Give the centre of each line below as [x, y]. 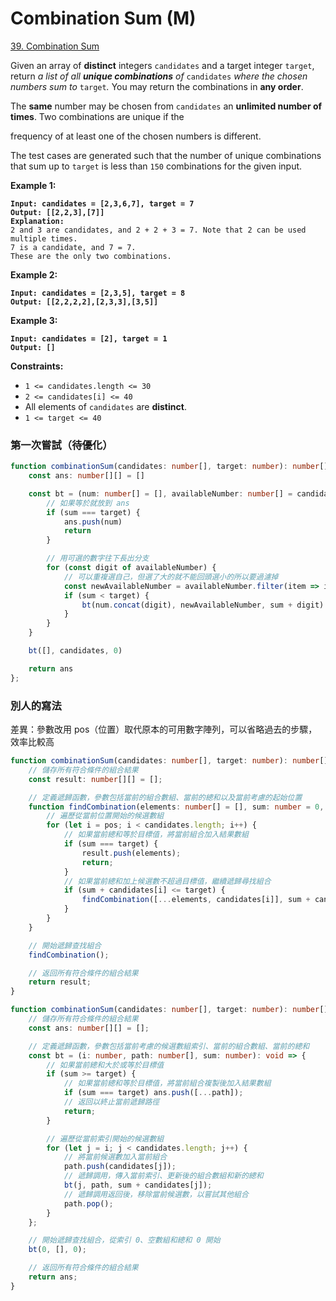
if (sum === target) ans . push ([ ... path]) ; [153, 1093]
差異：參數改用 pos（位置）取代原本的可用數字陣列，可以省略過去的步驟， [164, 729]
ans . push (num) [93, 522]
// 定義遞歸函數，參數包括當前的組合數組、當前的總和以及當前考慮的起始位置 [165, 797]
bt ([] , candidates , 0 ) [75, 651]
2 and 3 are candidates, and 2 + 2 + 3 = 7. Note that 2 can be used [158, 230]
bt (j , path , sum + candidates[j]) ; [138, 1185]
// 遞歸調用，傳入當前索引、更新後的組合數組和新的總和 [163, 1176]
